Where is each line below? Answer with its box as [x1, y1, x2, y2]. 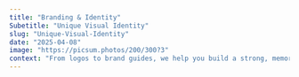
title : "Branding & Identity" [9, 12, 122, 22]
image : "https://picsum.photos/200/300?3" [9, 46, 169, 55]
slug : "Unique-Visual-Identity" [9, 29, 129, 38]
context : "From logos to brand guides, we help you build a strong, [9, 54, 269, 63]
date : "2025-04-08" [9, 37, 82, 47]
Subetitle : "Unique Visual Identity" [9, 21, 149, 30]
